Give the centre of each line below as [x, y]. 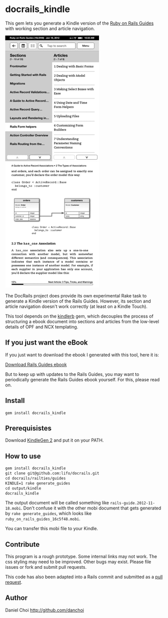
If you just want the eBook [46, 343]
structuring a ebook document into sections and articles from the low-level [82, 321]
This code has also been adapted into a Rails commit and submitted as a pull [84, 577]
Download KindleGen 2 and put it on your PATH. [54, 440]
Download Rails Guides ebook [36, 364]
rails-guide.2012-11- [132, 503]
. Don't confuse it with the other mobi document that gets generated [91, 508]
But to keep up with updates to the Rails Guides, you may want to [72, 374]
